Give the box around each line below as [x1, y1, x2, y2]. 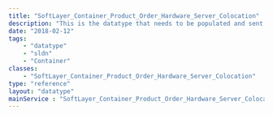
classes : [8, 65, 38, 73]
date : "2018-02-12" [8, 27, 75, 35]
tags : [8, 34, 27, 43]
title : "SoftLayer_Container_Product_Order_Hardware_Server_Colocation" [8, 11, 260, 20]
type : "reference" [8, 79, 71, 87]
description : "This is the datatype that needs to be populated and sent [8, 19, 264, 28]
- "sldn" [23, 49, 53, 57]
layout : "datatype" [8, 87, 75, 96]
